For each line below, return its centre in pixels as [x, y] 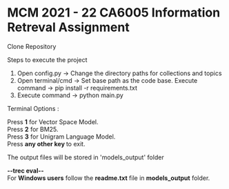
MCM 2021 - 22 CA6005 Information [114, 13]
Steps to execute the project [47, 59]
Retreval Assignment [68, 27]
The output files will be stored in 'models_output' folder [86, 157]
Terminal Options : [33, 108]
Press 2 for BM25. [33, 129]
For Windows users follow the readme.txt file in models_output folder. [109, 178]
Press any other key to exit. [46, 143]
